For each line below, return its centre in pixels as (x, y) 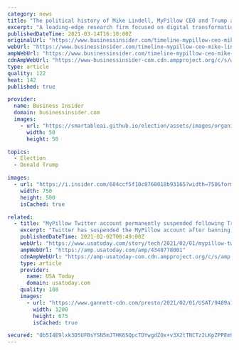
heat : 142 (22, 80)
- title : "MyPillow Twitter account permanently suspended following (119, 224)
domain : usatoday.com (58, 283)
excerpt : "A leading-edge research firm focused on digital (99, 27)
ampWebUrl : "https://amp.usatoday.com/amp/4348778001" (103, 250)
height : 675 (51, 316)
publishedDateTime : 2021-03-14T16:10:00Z (70, 34)
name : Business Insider (49, 106)
